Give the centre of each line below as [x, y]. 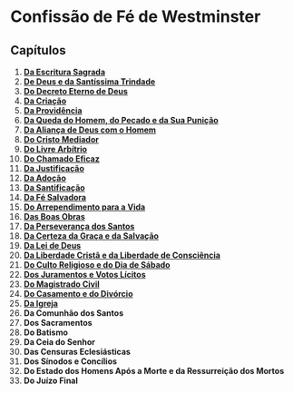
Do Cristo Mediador [61, 139]
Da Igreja [40, 303]
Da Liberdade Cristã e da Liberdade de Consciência [122, 255]
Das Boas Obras [54, 216]
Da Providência [53, 110]
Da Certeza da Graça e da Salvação [91, 236]
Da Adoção [44, 178]
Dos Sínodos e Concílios [70, 361]
